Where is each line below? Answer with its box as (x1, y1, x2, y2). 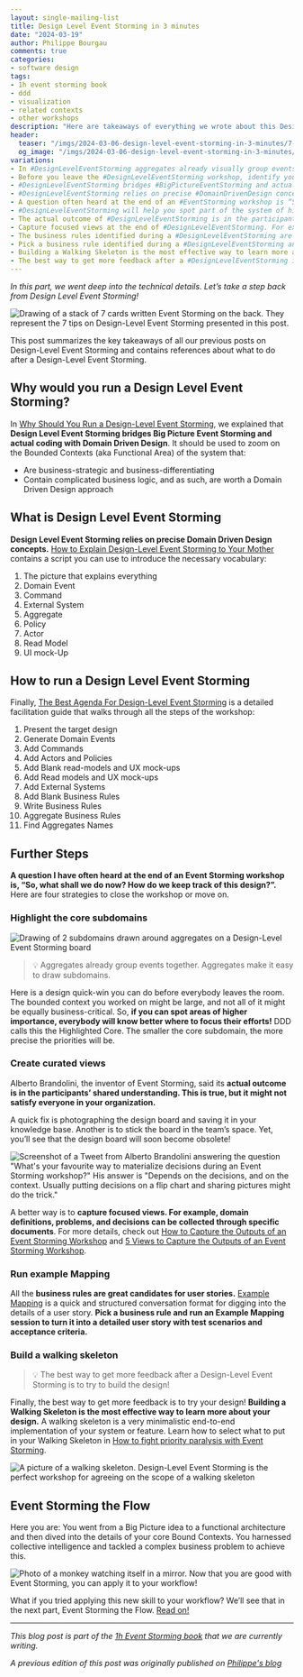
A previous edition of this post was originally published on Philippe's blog (10, 1658, 282, 1669)
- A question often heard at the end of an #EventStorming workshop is (10, 197, 284, 207)
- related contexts (10, 105, 84, 115)
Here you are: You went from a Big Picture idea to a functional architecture (10, 1522, 286, 1533)
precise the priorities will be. (10, 1034, 115, 1046)
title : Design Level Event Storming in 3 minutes (10, 22, 201, 31)
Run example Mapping (10, 1268, 111, 1280)
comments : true (10, 47, 67, 56)
